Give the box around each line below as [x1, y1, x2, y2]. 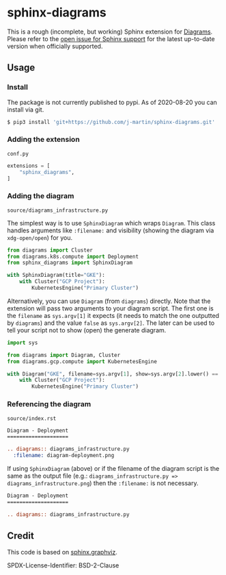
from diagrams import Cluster [7, 247, 94, 254]
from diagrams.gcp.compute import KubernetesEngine [7, 358, 157, 365]
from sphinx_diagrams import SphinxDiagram [7, 259, 133, 267]
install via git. [7, 105, 44, 114]
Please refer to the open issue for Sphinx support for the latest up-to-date [7, 34, 215, 42]
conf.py [7, 150, 29, 157]
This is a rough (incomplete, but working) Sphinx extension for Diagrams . [7, 27, 213, 36]
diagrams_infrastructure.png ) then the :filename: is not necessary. [7, 479, 199, 487]
